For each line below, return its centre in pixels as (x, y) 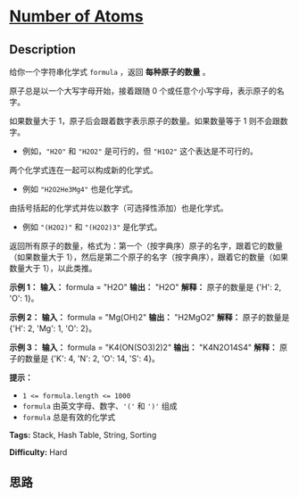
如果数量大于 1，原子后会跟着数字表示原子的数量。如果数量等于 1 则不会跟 (145, 121)
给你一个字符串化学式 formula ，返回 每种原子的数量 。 (110, 72)
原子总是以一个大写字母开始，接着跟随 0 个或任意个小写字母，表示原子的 (143, 91)
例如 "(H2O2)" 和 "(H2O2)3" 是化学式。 (92, 227)
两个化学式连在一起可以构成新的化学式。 (83, 170)
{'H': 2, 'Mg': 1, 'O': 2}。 (53, 328)
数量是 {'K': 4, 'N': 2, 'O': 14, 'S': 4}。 (92, 358)
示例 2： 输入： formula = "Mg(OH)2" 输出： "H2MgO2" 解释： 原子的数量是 (149, 317)
